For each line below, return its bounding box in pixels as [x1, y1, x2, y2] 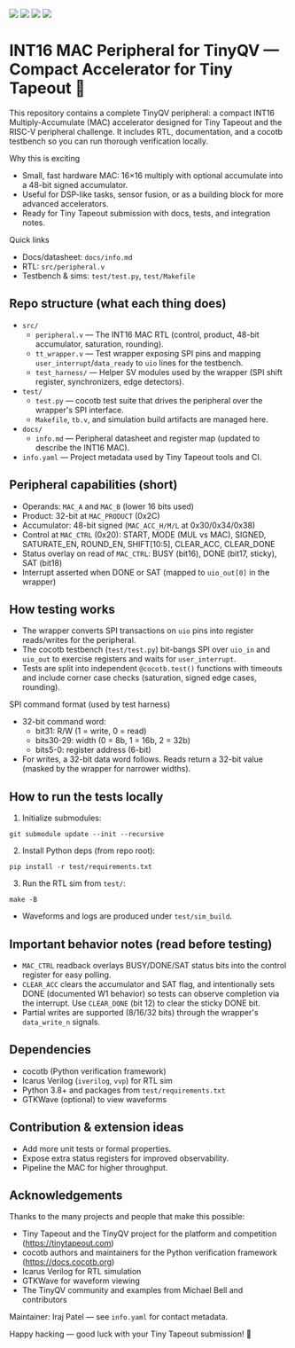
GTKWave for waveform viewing [21, 1275, 140, 1286]
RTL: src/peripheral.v [21, 261, 105, 271]
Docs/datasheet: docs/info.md [21, 251, 133, 262]
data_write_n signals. [21, 1016, 100, 1027]
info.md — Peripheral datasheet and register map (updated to [35, 433, 260, 443]
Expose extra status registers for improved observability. [21, 1153, 229, 1164]
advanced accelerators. [21, 198, 109, 208]
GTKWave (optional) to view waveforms [21, 1093, 167, 1104]
